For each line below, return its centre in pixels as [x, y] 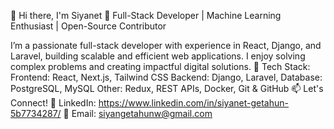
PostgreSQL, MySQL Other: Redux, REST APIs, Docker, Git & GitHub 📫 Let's [167, 88]
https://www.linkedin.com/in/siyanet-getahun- [193, 103]
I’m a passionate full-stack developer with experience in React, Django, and [166, 45]
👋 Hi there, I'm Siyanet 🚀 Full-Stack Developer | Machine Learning [146, 15]
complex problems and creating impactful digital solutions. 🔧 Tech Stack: [160, 66]
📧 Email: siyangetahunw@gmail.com [138, 113]
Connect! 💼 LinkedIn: [53, 103]
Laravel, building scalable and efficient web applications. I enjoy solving [158, 56]
